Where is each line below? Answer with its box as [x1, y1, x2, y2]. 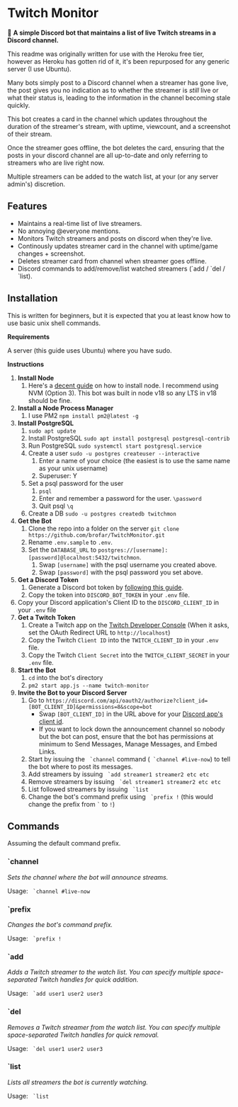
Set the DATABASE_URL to [28, 545, 97, 554]
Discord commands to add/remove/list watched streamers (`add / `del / [17, 264, 225, 273]
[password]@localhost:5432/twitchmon [28, 554, 140, 561]
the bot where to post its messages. [28, 762, 133, 771]
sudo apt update [28, 427, 76, 435]
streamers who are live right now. [7, 158, 105, 167]
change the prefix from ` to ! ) [28, 800, 115, 808]
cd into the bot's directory [28, 673, 103, 681]
